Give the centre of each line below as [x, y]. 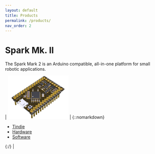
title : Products [21, 15]
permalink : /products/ [28, 20]
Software [21, 137]
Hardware [22, 132]
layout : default [21, 10]
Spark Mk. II [30, 50]
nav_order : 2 [18, 26]
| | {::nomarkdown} [55, 117]
